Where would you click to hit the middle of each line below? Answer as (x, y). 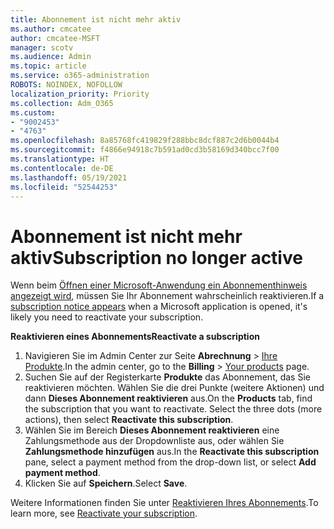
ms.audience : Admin (51, 57)
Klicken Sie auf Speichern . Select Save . (106, 483)
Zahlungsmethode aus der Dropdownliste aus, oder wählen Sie (154, 441)
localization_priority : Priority (80, 94)
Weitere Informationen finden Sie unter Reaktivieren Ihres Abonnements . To (164, 503)
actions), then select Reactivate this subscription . (129, 420)
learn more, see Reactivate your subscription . (104, 513)
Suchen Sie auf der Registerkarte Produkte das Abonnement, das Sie (167, 377)
